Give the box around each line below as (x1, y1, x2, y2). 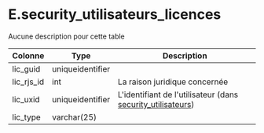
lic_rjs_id (12, 76, 45, 87)
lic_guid (12, 63, 41, 74)
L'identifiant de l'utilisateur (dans (117, 89, 239, 100)
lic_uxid (12, 94, 41, 105)
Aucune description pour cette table (8, 31, 126, 41)
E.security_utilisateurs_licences (8, 6, 222, 24)
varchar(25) (52, 112, 97, 123)
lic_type (12, 112, 41, 123)
